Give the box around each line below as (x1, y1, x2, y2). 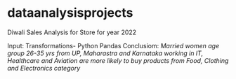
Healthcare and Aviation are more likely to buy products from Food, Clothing (7, 56, 229, 64)
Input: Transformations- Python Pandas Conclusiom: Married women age (7, 41, 220, 50)
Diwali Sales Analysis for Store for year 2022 (7, 28, 137, 36)
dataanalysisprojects (7, 5, 133, 21)
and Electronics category (7, 64, 81, 72)
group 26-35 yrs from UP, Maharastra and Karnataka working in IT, (7, 49, 204, 57)
